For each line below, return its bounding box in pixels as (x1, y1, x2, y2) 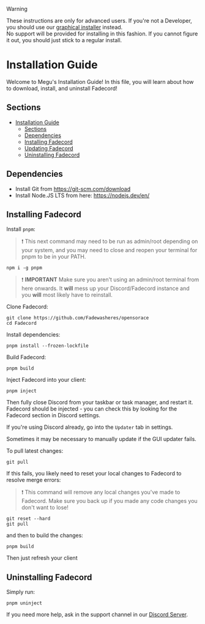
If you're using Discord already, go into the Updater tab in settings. (6, 423, 173, 431)
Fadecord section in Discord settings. (6, 412, 101, 419)
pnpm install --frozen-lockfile (6, 343, 89, 349)
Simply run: (6, 589, 35, 596)
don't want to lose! (21, 504, 69, 511)
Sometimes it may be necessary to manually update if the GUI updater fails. (6, 436, 197, 443)
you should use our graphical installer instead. (6, 24, 123, 31)
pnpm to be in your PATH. (21, 253, 86, 261)
